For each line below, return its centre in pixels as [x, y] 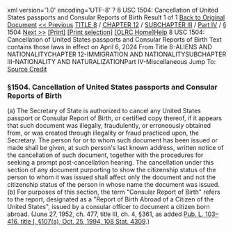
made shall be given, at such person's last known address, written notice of [115, 148]
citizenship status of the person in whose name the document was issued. [114, 185]
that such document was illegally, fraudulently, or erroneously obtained [109, 126]
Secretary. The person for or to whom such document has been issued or [112, 140]
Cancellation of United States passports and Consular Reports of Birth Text [114, 40]
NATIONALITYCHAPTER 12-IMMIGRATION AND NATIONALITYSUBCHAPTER [117, 54]
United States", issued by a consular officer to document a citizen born [109, 207]
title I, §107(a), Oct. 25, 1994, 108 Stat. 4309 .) [85, 222]
